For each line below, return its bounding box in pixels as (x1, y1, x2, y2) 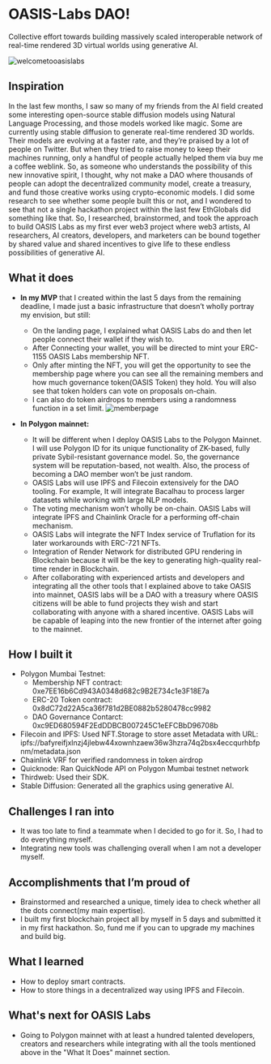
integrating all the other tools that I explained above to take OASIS (32, 581, 252, 590)
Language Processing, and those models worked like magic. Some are (8, 118, 243, 128)
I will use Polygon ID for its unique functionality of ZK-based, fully (32, 443, 251, 453)
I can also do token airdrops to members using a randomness (32, 394, 237, 404)
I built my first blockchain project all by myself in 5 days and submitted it (19, 914, 261, 924)
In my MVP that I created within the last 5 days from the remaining (19, 293, 241, 302)
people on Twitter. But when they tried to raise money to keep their (8, 144, 231, 154)
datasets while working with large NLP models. (32, 495, 188, 504)
